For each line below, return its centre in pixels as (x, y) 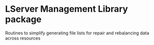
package (23, 19)
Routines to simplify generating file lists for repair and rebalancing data (77, 33)
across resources (23, 38)
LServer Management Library (67, 9)
